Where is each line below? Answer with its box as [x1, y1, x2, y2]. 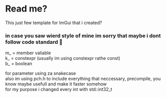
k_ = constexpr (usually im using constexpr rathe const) [5, 55, 121, 61]
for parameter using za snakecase [5, 70, 76, 76]
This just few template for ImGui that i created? [5, 20, 102, 26]
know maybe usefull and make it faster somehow [5, 81, 107, 87]
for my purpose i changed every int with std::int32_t [5, 86, 112, 92]
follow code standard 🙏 [5, 38, 63, 45]
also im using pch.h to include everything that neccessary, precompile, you [5, 76, 161, 82]
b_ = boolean [5, 61, 33, 67]
